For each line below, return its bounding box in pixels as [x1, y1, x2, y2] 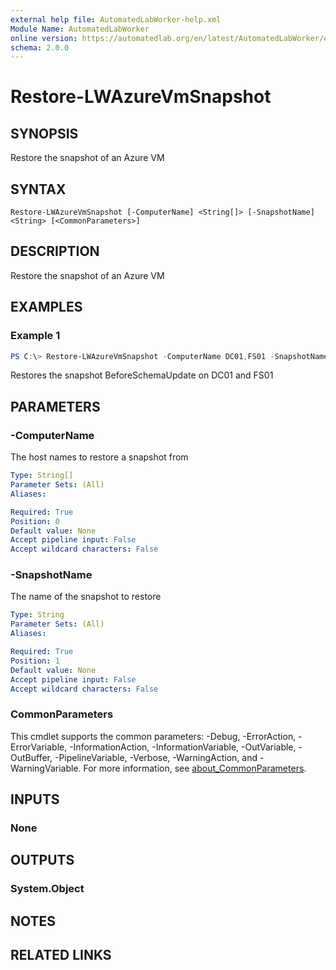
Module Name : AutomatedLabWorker [10, 24, 150, 34]
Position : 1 [10, 656, 60, 666]
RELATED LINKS [10, 947, 112, 964]
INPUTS [10, 791, 60, 808]
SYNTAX [10, 181, 67, 198]
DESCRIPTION [10, 243, 100, 260]
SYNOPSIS [10, 125, 79, 142]
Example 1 [10, 329, 61, 343]
